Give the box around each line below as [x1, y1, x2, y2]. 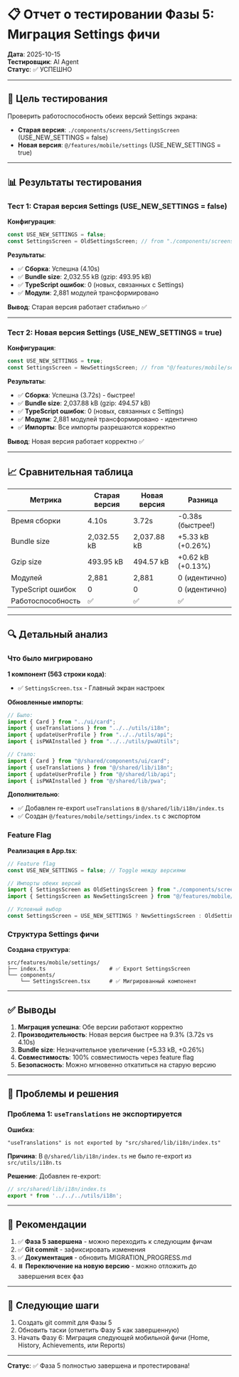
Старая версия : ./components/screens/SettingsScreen [17, 125, 180, 134]
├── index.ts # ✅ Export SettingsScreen [7, 965, 191, 973]
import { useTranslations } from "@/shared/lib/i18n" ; [7, 764, 174, 771]
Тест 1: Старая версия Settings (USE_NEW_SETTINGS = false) [7, 201, 228, 211]
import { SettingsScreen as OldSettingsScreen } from [7, 886, 171, 894]
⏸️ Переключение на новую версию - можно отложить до [17, 1262, 197, 1270]
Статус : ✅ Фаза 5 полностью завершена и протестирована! [7, 1361, 190, 1370]
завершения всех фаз [17, 1272, 84, 1281]
